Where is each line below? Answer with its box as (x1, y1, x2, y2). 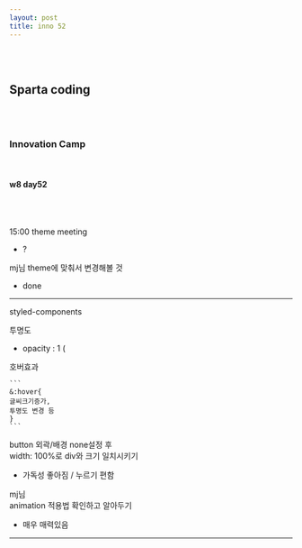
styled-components (9, 306, 83, 316)
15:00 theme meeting (9, 226, 88, 237)
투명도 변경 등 (9, 406, 55, 416)
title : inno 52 (9, 22, 67, 31)
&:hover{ (9, 387, 42, 397)
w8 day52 (9, 179, 48, 190)
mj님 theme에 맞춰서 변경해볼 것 (9, 262, 123, 273)
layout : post (9, 13, 58, 23)
